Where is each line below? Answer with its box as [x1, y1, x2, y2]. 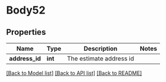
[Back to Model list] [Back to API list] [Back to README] [6, 70, 142, 77]
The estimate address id [67, 54, 135, 63]
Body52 [6, 4, 46, 17]
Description [84, 45, 117, 53]
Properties [6, 27, 46, 37]
